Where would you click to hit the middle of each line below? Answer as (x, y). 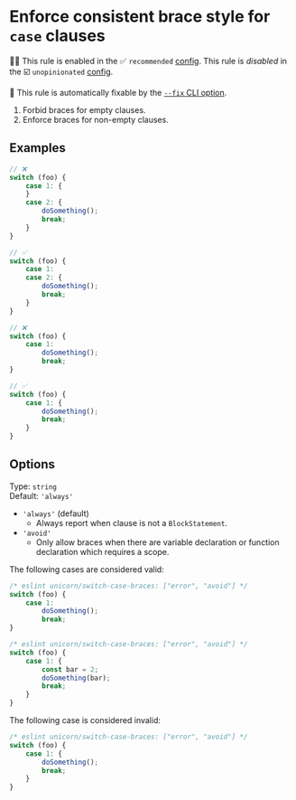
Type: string (33, 486)
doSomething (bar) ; (76, 678)
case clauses (57, 36)
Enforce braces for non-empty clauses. (95, 119)
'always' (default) (56, 513)
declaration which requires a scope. (102, 551)
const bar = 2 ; (70, 669)
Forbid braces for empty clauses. (84, 109)
